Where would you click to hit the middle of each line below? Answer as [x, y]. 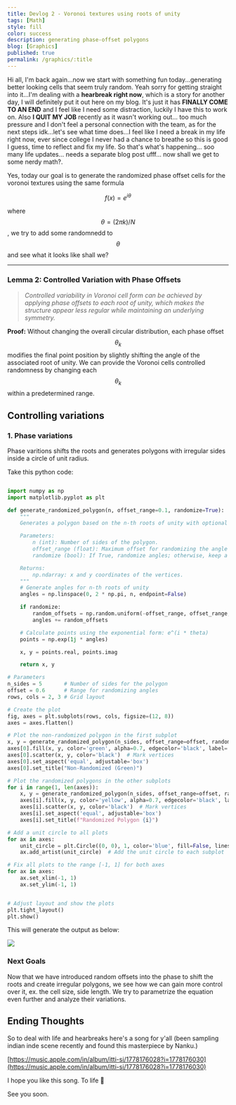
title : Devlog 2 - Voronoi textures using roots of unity [94, 14]
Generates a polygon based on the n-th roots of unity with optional [124, 523]
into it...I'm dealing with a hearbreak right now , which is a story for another [116, 94]
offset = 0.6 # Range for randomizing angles [83, 691]
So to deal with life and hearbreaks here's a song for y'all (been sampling [113, 1038]
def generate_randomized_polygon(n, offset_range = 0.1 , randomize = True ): [116, 510]
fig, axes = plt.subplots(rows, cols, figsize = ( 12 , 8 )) [91, 716]
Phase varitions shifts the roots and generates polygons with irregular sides [117, 451]
